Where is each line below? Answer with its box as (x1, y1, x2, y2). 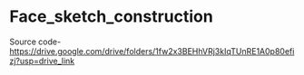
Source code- (9, 36, 62, 47)
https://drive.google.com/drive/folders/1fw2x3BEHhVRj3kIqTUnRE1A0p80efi (9, 45, 295, 56)
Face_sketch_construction (9, 6, 213, 27)
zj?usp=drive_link (9, 55, 75, 66)
